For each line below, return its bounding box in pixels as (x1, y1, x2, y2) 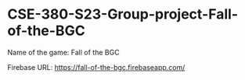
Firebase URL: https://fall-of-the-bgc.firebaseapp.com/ (7, 62, 186, 71)
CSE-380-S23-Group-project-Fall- (7, 5, 239, 23)
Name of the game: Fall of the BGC (7, 47, 120, 57)
